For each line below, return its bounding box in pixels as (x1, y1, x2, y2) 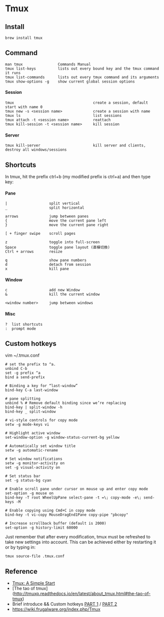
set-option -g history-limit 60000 (5, 525, 78, 531)
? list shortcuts (5, 322, 43, 327)
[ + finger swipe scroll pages (5, 231, 76, 236)
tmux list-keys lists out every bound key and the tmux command (5, 66, 160, 71)
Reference (5, 567, 38, 575)
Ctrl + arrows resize (5, 249, 63, 254)
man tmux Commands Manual (5, 62, 91, 67)
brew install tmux (5, 35, 43, 40)
